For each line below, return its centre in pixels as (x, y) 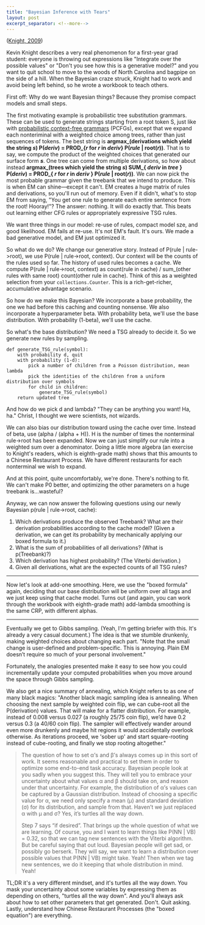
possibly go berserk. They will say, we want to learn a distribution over (110, 852)
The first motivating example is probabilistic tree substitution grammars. (97, 115)
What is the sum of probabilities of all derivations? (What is (89, 548)
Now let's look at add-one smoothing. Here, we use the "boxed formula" (97, 585)
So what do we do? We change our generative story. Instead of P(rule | (95, 250)
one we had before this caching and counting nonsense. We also (88, 307)
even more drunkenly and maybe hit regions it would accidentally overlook (100, 730)
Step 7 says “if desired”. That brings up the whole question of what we (110, 826)
